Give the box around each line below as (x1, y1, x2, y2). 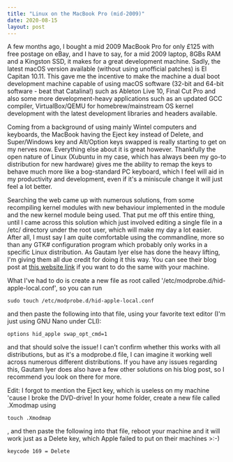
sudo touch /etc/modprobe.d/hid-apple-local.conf (7, 297, 155, 304)
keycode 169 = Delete (7, 448, 70, 455)
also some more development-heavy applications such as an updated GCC (7, 94, 223, 103)
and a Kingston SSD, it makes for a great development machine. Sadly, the (7, 57, 221, 66)
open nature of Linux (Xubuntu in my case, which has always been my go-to (7, 153, 227, 161)
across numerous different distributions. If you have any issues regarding (7, 358, 218, 366)
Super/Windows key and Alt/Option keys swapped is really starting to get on (7, 138, 227, 146)
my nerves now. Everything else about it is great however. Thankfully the (7, 145, 216, 154)
